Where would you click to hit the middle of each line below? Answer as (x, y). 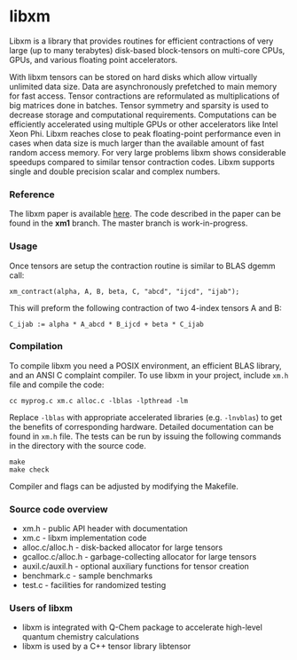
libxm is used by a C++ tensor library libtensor (106, 647)
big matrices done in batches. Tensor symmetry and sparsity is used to (139, 105)
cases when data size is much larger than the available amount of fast (137, 143)
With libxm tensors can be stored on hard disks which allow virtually (133, 76)
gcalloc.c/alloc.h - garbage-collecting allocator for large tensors (139, 557)
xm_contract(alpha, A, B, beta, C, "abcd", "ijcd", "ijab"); (125, 291)
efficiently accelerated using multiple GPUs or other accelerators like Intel (144, 124)
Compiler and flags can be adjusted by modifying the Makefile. (124, 486)
